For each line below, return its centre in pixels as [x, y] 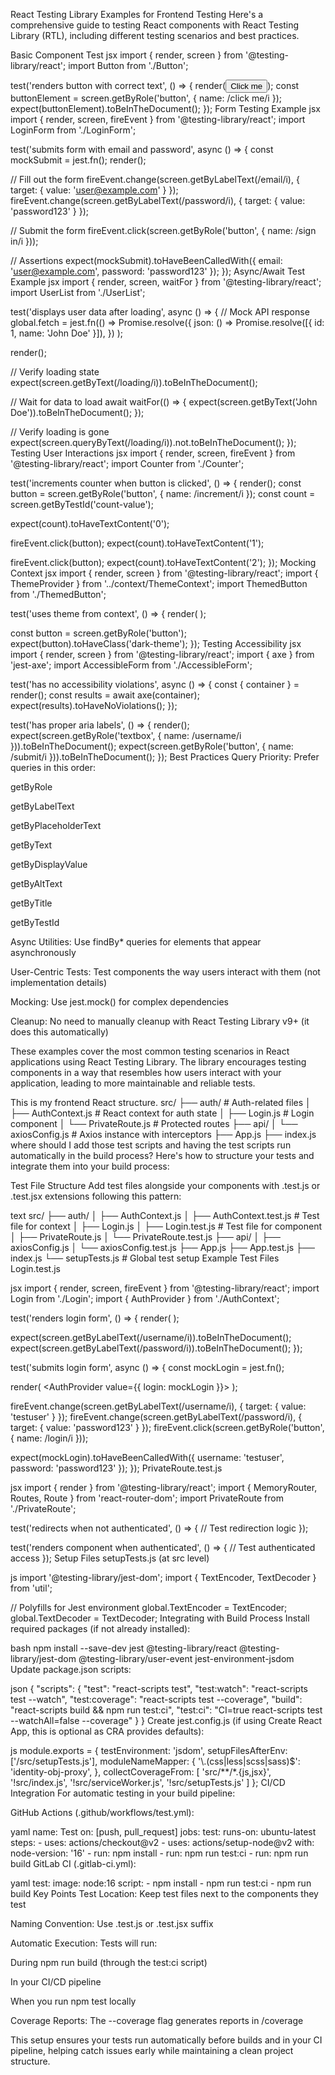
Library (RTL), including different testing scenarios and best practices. [155, 35]
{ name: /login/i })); [49, 1438]
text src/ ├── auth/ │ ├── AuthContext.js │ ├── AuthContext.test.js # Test [165, 1215]
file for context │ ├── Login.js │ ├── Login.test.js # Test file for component [166, 1226]
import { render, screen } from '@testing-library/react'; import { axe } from [162, 654]
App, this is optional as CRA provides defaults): [107, 1731]
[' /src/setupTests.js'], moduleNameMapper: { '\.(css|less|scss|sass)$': [155, 1761]
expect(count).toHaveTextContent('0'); [90, 523]
